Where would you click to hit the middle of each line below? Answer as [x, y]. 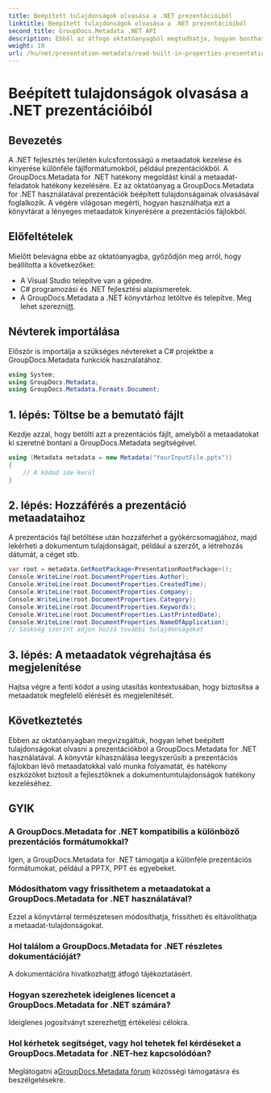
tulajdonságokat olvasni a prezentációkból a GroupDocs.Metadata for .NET [133, 749]
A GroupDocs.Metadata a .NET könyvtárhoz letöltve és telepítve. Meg [136, 298]
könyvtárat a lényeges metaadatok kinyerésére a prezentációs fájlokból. [128, 211]
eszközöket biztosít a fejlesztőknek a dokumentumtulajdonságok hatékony [132, 774]
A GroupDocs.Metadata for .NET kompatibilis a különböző [124, 832]
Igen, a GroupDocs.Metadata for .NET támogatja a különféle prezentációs [130, 859]
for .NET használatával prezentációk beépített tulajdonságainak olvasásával [134, 194]
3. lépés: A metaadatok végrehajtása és [110, 654]
